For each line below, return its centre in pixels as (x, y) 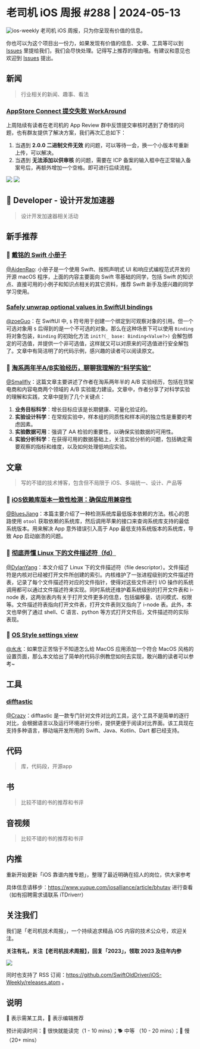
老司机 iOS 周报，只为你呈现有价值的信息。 (93, 30)
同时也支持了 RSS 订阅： (36, 974)
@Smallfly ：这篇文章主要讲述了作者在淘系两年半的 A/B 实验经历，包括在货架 (100, 382)
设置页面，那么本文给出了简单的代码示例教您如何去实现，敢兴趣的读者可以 (97, 656)
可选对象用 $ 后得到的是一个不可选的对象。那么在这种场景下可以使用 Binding (100, 328)
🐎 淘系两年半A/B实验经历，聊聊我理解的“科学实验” (79, 368)
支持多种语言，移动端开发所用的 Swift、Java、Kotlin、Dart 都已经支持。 (94, 730)
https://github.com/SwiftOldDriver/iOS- (114, 974)
